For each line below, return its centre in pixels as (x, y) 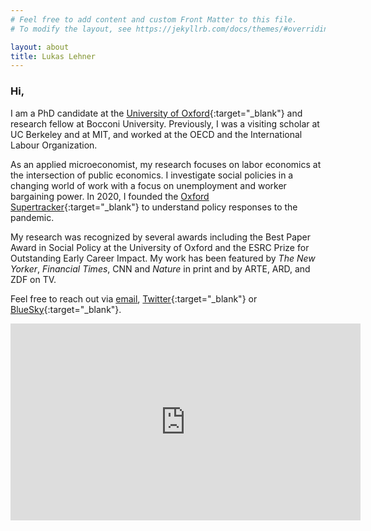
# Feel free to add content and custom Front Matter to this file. (154, 19)
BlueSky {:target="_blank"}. (66, 309)
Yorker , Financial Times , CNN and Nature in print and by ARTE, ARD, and (160, 268)
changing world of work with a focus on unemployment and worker (148, 185)
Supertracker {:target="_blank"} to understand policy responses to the (154, 207)
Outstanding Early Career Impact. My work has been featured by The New (163, 258)
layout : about (40, 47)
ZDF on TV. (33, 279)
